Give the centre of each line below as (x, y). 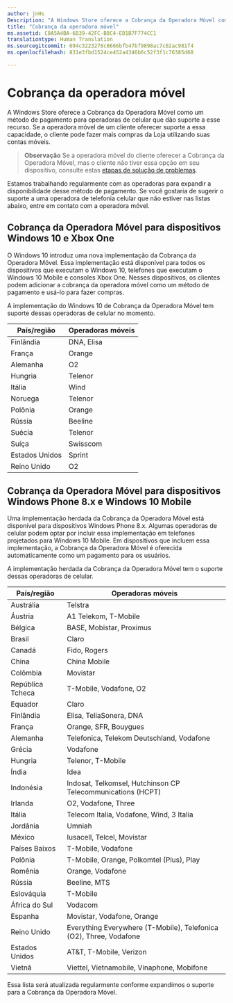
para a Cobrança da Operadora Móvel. (62, 993)
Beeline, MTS (88, 883)
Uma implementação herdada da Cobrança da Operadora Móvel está (106, 518)
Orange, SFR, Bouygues (105, 727)
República (27, 684)
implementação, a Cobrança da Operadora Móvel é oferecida (95, 548)
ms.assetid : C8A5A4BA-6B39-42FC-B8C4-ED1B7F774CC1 (82, 33)
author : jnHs (26, 14)
